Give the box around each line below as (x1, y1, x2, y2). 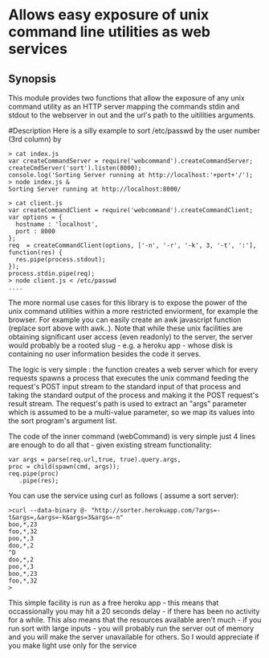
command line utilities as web (8, 23, 211, 41)
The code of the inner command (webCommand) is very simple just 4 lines (8, 432, 255, 441)
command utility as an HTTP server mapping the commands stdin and (8, 102, 239, 111)
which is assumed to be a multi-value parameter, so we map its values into (8, 408, 255, 417)
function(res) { (8, 249, 63, 257)
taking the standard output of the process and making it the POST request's (8, 390, 259, 400)
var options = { (8, 213, 63, 221)
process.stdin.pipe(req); (8, 269, 95, 278)
